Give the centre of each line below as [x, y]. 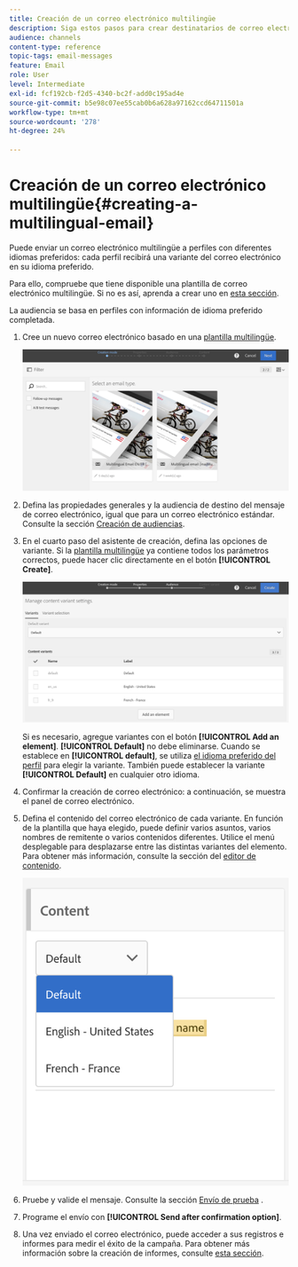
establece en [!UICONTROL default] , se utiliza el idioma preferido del [149, 755]
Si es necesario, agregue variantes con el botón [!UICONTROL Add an [150, 736]
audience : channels [45, 37]
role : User [29, 75]
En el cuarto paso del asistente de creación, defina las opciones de [145, 541]
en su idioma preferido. [52, 266]
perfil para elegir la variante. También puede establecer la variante [143, 765]
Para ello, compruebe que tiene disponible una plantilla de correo [129, 283]
